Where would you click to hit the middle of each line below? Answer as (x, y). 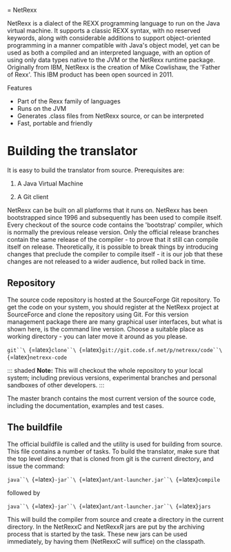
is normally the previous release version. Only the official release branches (113, 232)
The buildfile (35, 428)
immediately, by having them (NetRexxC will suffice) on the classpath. (106, 541)
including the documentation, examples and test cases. (86, 405)
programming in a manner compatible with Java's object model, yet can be (113, 45)
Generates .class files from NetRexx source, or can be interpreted (110, 116)
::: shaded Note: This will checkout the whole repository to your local (105, 370)
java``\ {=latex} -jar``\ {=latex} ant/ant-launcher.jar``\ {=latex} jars (109, 506)
